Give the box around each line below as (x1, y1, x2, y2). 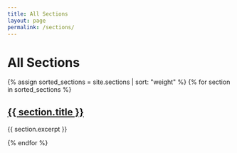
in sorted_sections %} (7, 85, 72, 94)
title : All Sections (7, 10, 69, 18)
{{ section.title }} (7, 106, 84, 118)
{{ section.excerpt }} (7, 125, 68, 134)
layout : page (7, 17, 46, 24)
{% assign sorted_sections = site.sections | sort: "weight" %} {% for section (7, 78, 231, 86)
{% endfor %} (7, 139, 48, 147)
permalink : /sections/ (7, 23, 75, 31)
